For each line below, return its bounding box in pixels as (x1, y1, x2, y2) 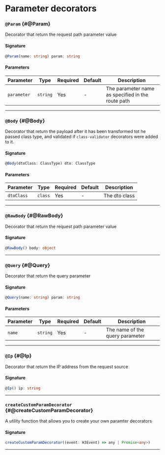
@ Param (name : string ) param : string (5, 54, 80, 59)
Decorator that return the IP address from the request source (5, 364, 129, 370)
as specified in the (106, 91, 149, 98)
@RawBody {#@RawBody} (5, 212, 63, 219)
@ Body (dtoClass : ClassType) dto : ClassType (5, 161, 96, 166)
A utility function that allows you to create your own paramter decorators (5, 418, 152, 424)
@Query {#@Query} (5, 262, 51, 268)
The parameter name (106, 85, 155, 92)
